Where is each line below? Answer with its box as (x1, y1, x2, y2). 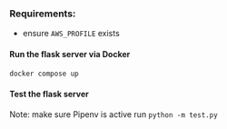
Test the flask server (9, 88, 89, 99)
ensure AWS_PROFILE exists (22, 28, 120, 39)
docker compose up (9, 69, 79, 78)
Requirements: (9, 7, 76, 20)
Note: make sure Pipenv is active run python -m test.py (9, 108, 218, 120)
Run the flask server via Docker (9, 48, 131, 59)
